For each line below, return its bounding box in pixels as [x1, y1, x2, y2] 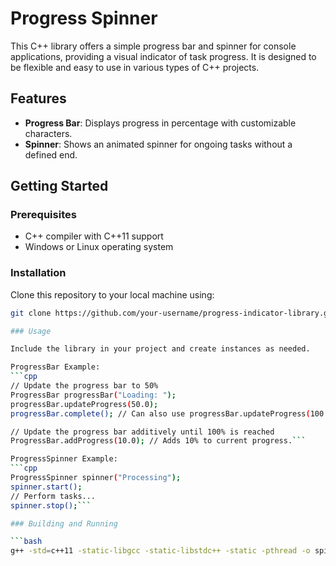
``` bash [10, 537, 43, 547]
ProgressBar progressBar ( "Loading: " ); [10, 390, 177, 400]
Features [10, 90, 67, 107]
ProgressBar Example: [10, 362, 101, 372]
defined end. [24, 148, 78, 161]
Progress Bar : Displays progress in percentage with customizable [24, 117, 297, 129]
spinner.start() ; [10, 482, 83, 492]
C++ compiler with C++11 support [24, 230, 164, 242]
